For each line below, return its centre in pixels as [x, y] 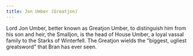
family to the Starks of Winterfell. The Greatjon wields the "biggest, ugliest [97, 40]
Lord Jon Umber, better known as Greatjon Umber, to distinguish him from [96, 28]
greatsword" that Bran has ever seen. [52, 47]
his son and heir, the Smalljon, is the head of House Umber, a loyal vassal [95, 34]
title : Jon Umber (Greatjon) [42, 11]
